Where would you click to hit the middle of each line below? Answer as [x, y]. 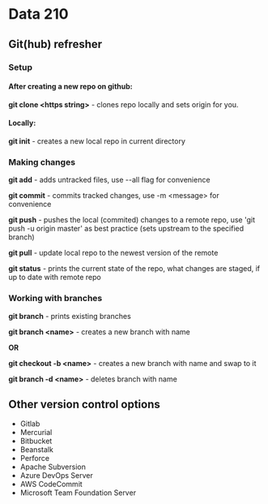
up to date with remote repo [55, 278]
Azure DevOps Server [56, 476]
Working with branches [55, 299]
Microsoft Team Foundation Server [78, 493]
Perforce [35, 459]
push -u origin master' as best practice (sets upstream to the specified [126, 229]
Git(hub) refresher [55, 44]
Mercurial [36, 433]
